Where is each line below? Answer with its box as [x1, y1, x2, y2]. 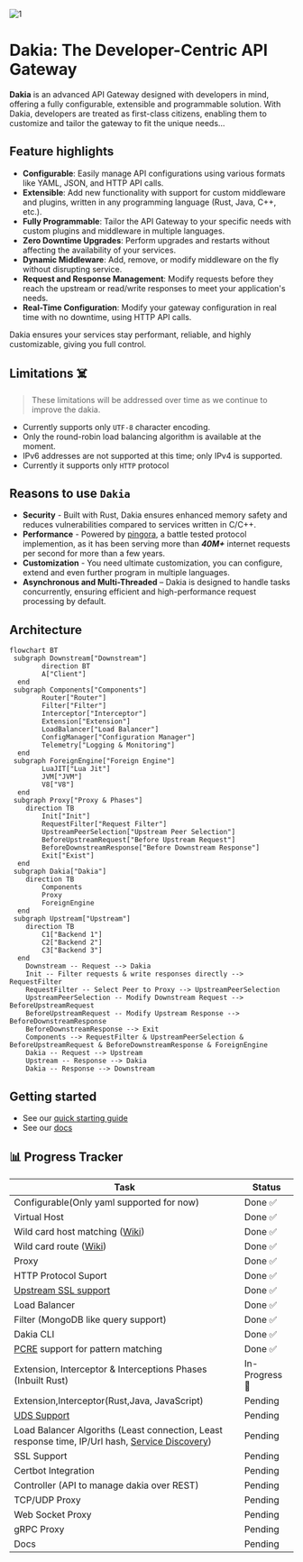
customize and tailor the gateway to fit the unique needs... [9, 117, 225, 128]
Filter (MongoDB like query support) [14, 1313, 167, 1326]
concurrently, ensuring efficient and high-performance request [22, 586, 257, 597]
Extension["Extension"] [41, 717, 131, 726]
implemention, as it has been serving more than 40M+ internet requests [22, 538, 290, 549]
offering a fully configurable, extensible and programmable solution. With [9, 98, 281, 109]
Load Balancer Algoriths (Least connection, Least [14, 1423, 224, 1436]
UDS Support [14, 1409, 70, 1421]
